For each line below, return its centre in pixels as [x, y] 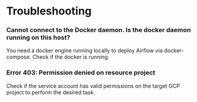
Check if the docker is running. [71, 57]
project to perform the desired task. [51, 92]
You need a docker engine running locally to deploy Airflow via [85, 51]
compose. [19, 57]
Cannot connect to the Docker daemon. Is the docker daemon [98, 30]
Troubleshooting [49, 11]
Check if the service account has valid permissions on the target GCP [93, 86]
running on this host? [38, 37]
